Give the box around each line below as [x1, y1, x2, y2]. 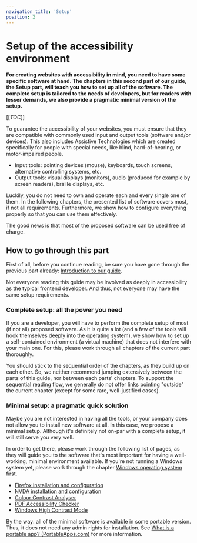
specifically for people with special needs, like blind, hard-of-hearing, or [6, 144, 181, 151]
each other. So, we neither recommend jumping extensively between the [6, 368, 182, 375]
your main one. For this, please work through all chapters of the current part [6, 344, 190, 351]
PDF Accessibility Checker [14, 500, 79, 507]
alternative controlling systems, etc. [14, 168, 102, 175]
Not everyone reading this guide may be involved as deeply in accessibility [6, 279, 188, 286]
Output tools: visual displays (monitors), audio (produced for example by [14, 174, 191, 181]
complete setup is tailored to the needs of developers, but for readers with [6, 90, 192, 97]
